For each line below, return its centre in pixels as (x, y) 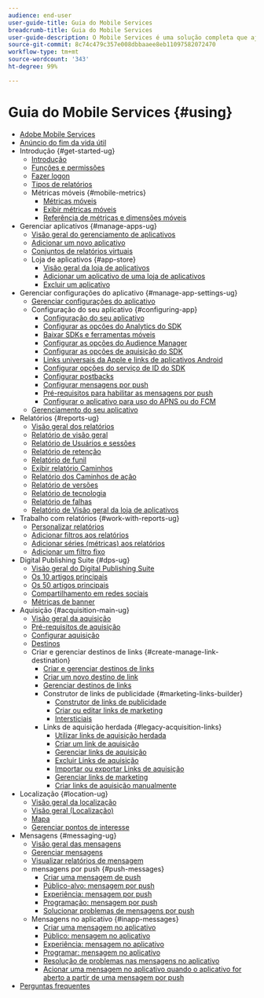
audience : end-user (40, 15)
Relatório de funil (59, 460)
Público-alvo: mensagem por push (99, 886)
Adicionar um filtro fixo (68, 552)
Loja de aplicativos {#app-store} (83, 259)
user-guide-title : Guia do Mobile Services (81, 23)
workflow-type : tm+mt (44, 52)
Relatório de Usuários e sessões (83, 443)
